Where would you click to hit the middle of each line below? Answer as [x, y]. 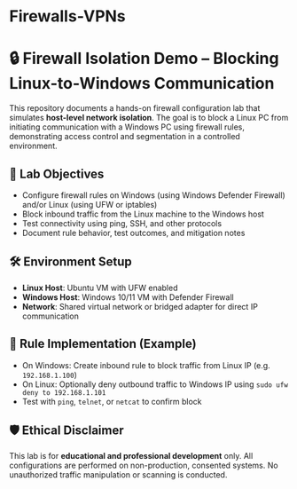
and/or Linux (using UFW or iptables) [90, 204]
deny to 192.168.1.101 [64, 392]
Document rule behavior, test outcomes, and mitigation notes [133, 233]
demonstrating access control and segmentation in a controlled [125, 137]
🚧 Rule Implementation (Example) [103, 344]
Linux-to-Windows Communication [142, 84]
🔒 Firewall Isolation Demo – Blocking [144, 59]
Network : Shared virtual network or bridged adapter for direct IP [140, 306]
